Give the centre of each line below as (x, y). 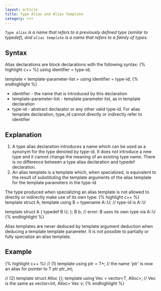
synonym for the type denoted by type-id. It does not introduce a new (82, 152)
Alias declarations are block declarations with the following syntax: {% (75, 65)
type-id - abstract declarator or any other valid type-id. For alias (76, 109)
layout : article (21, 9)
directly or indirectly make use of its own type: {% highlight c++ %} (72, 197)
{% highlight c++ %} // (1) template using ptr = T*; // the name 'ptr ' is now (79, 263)
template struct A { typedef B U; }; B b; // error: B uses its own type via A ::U (80, 212)
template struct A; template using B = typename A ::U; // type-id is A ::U (75, 202)
